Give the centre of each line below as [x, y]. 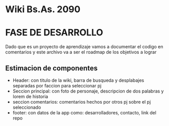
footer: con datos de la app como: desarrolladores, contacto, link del [84, 112]
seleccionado [27, 107]
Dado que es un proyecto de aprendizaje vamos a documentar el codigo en [84, 47]
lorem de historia [30, 96]
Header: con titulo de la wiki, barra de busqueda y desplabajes [78, 80]
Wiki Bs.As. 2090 [43, 9]
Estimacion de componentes [51, 68]
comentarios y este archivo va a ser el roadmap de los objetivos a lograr [81, 52]
